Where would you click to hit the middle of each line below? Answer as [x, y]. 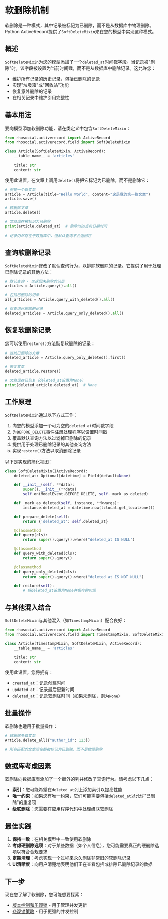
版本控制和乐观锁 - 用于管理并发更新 [50, 905]
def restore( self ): [34, 586]
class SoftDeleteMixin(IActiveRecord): [47, 471]
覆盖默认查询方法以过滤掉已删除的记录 [52, 438]
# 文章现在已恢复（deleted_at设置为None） [45, 380]
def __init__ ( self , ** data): [44, 485]
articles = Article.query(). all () [41, 286]
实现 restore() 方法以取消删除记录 [47, 450]
